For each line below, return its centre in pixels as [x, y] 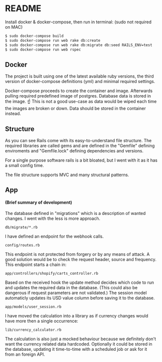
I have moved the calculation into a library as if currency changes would [77, 315]
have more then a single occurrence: [42, 321]
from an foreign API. [25, 354]
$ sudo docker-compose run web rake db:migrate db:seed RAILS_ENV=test [79, 45]
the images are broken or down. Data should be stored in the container [75, 108]
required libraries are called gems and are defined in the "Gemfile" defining [80, 146]
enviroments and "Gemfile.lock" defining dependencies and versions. [74, 151]
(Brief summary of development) [39, 202]
